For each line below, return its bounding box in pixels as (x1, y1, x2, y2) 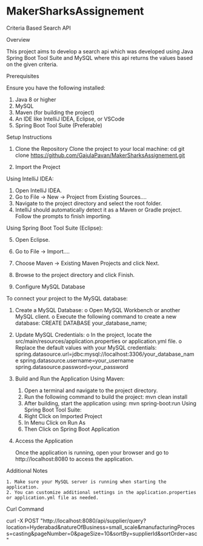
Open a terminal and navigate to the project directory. (24, 387, 158, 394)
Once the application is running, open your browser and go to (15, 448, 169, 456)
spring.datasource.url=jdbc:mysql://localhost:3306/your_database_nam (15, 350, 195, 358)
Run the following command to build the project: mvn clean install (24, 393, 188, 401)
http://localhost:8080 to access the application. (15, 455, 134, 462)
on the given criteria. (6, 61, 58, 68)
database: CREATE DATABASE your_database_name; (15, 319, 147, 327)
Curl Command (6, 505, 44, 513)
